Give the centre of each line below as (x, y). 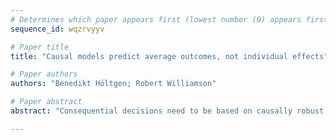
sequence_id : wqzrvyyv (57, 29)
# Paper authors (44, 74)
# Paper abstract (46, 102)
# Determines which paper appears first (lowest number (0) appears (156, 19)
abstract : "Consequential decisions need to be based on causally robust (167, 111)
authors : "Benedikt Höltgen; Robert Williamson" (113, 84)
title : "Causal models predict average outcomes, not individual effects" (169, 56)
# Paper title (40, 47)
